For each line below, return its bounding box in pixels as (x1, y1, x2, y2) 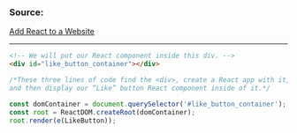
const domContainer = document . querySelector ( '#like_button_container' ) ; (9, 100, 287, 108)
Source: (9, 6, 44, 18)
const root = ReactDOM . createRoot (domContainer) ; (9, 107, 196, 116)
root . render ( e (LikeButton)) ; (9, 116, 117, 125)
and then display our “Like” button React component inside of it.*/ (9, 84, 271, 92)
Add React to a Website (9, 26, 95, 37)
